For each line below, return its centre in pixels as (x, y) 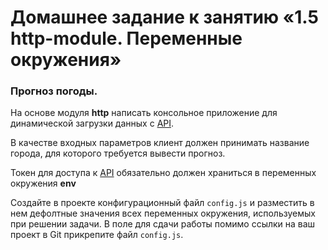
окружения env (43, 183)
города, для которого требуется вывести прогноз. (118, 153)
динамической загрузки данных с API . (92, 123)
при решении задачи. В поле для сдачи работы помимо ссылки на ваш (163, 224)
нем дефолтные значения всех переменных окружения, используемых (163, 213)
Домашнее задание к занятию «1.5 (164, 17)
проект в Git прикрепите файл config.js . (97, 235)
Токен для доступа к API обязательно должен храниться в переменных (163, 173)
